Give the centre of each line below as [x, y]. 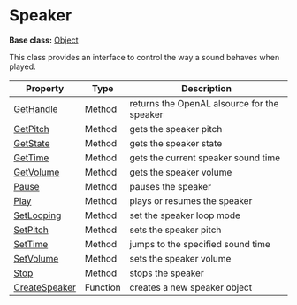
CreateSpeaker [45, 287]
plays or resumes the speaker [191, 200]
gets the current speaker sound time [205, 158]
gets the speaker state [176, 143]
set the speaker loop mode [185, 215]
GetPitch [32, 129]
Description [206, 88]
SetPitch [31, 230]
